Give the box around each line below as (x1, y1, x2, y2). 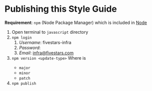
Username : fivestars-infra (19, 39, 72, 45)
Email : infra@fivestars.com (19, 50, 74, 56)
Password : (19, 45, 41, 50)
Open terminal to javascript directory (11, 29, 89, 35)
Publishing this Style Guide (4, 3, 117, 15)
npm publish (11, 81, 36, 86)
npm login (11, 35, 32, 40)
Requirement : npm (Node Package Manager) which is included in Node (4, 20, 148, 25)
